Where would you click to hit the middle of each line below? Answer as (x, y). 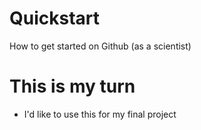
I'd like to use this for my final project (100, 114)
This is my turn (72, 86)
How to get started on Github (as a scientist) (100, 46)
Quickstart (55, 18)
